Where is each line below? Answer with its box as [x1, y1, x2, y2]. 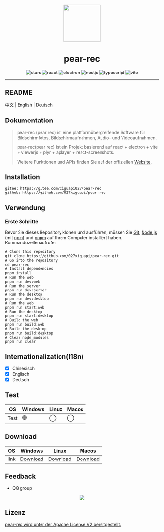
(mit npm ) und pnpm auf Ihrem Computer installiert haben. [5, 235, 123, 241]
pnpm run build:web [5, 322, 45, 327]
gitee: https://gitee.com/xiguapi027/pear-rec [5, 186, 102, 191]
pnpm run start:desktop [5, 314, 54, 318]
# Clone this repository [5, 249, 56, 254]
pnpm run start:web [5, 305, 45, 310]
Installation [5, 173, 40, 181]
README [5, 88, 33, 97]
